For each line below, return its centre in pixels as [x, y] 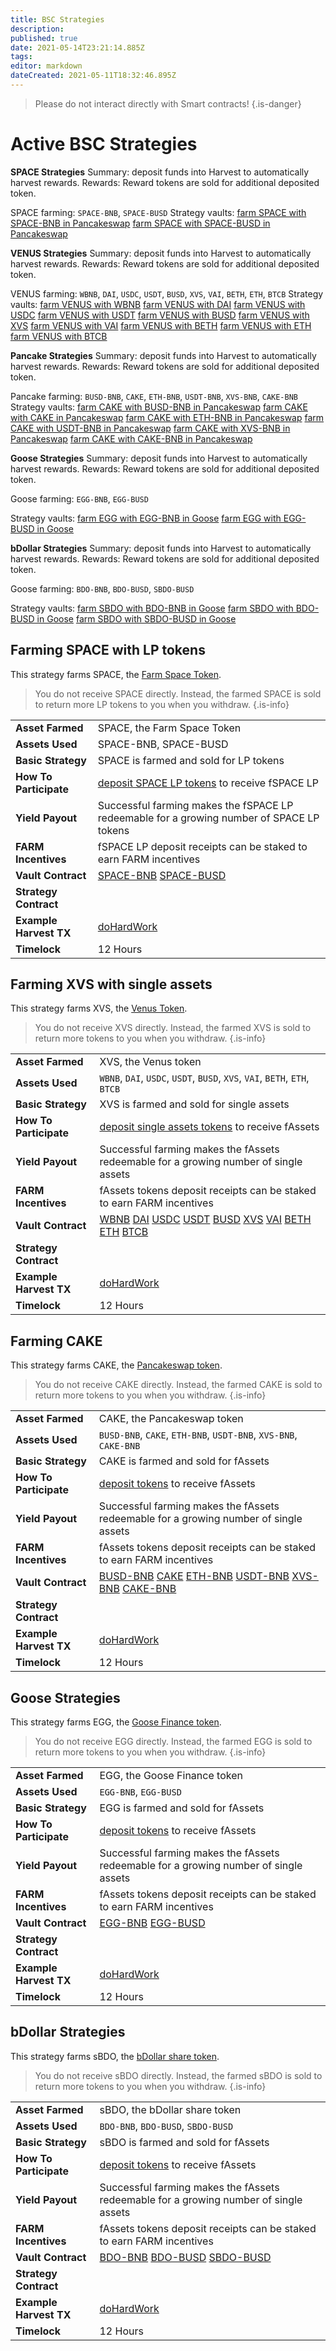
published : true [44, 38]
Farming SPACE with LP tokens [108, 650]
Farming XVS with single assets [111, 984]
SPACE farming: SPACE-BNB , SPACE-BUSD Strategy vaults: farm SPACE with [158, 212]
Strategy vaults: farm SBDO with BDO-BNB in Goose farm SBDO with [152, 608]
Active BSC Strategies [104, 144]
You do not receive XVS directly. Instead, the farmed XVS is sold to [173, 1028]
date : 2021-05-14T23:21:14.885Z [77, 47]
